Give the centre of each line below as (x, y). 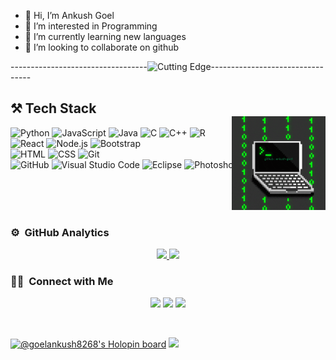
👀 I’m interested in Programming (91, 26)
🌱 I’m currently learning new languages (105, 36)
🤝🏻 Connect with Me (62, 282)
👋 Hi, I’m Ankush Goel (69, 15)
